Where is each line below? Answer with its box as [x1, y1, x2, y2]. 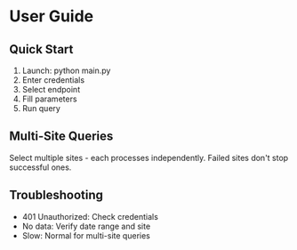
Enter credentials [21, 75, 85, 85]
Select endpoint [21, 85, 81, 94]
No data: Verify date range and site [21, 221, 151, 231]
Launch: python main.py [21, 65, 111, 76]
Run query [21, 103, 60, 113]
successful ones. [9, 162, 72, 173]
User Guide [9, 6, 94, 27]
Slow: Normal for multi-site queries [21, 230, 151, 241]
